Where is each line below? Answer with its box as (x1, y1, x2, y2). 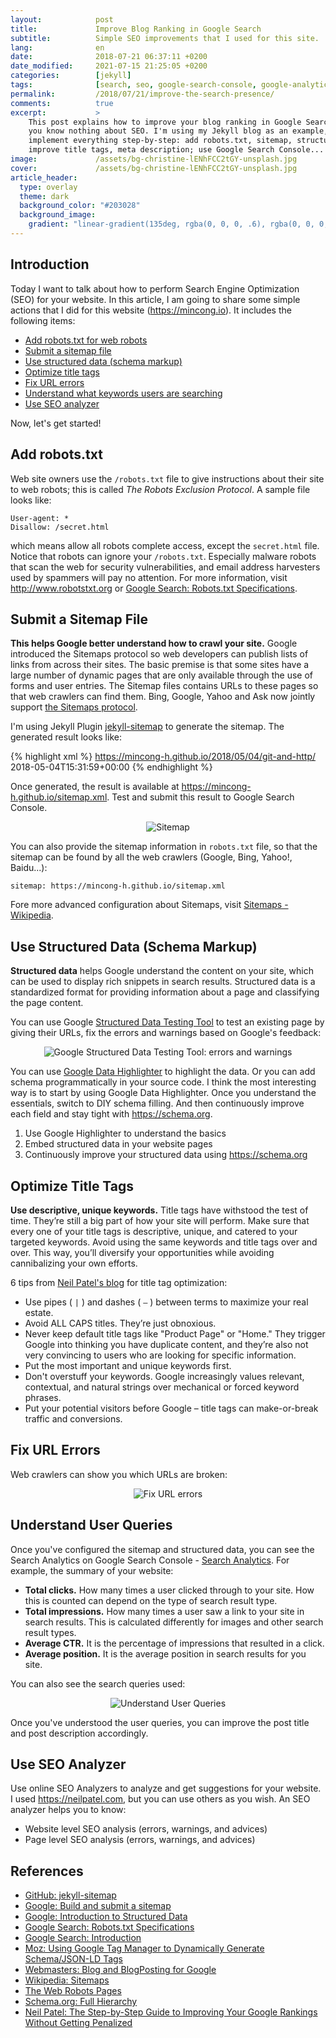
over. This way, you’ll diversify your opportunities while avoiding (10, 1246, 275, 1258)
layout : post (10, 14, 114, 25)
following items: (10, 314, 76, 326)
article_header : (10, 172, 78, 183)
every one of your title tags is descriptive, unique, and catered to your (10, 1225, 298, 1237)
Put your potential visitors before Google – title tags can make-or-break (24, 1402, 319, 1414)
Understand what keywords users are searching (24, 387, 223, 399)
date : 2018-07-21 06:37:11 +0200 (10, 52, 208, 62)
